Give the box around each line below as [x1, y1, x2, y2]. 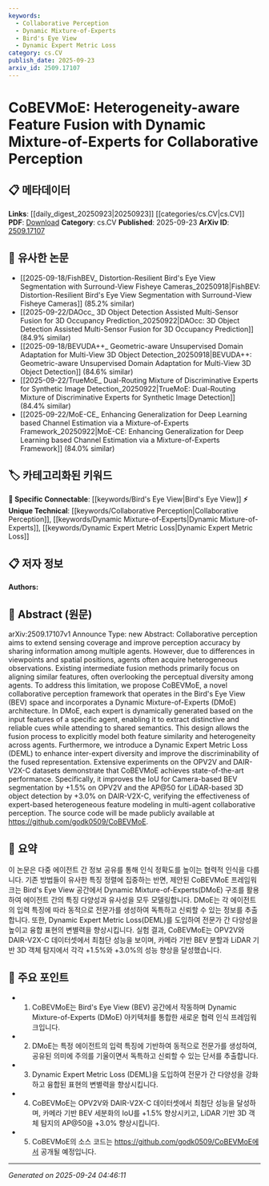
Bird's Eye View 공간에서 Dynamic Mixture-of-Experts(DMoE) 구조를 [22, 884, 245, 895]
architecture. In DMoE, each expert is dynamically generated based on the [8, 706, 254, 715]
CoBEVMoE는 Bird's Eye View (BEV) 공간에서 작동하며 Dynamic [31, 1002, 237, 1012]
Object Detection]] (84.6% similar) [19, 367, 134, 376]
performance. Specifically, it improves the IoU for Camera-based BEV [8, 774, 238, 783]
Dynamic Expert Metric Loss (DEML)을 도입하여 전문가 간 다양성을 [31, 1069, 244, 1079]
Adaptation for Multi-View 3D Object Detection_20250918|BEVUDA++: [19, 350, 252, 359]
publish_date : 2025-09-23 [8, 57, 94, 65]
